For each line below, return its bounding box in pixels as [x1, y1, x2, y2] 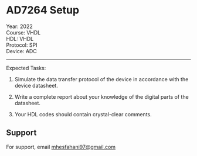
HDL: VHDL [6, 35, 34, 42]
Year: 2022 [6, 23, 33, 30]
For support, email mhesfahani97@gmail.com [6, 143, 116, 150]
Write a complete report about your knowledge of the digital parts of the [14, 93, 189, 100]
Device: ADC [6, 47, 37, 54]
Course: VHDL [6, 29, 41, 36]
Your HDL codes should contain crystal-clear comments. [14, 110, 152, 117]
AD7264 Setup [6, 4, 80, 17]
